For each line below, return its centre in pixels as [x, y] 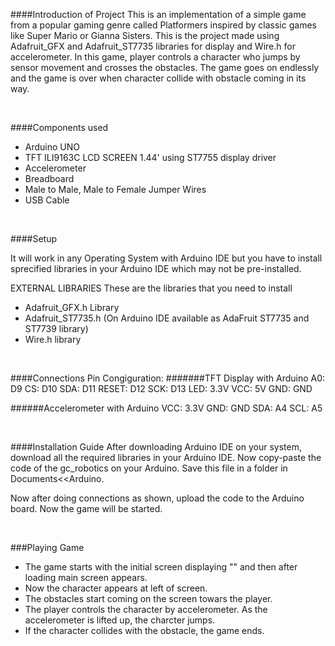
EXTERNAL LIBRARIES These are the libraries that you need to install [151, 288]
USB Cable [47, 200]
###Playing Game [47, 547]
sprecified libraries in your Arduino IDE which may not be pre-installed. [156, 268]
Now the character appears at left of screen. [116, 588]
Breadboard [49, 178]
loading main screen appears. [86, 577]
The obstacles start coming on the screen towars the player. [148, 598]
